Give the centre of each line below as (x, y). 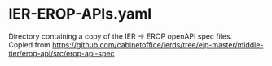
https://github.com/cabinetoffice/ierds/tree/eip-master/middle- (158, 44)
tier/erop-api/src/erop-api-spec (61, 53)
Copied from (30, 44)
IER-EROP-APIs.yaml (80, 14)
